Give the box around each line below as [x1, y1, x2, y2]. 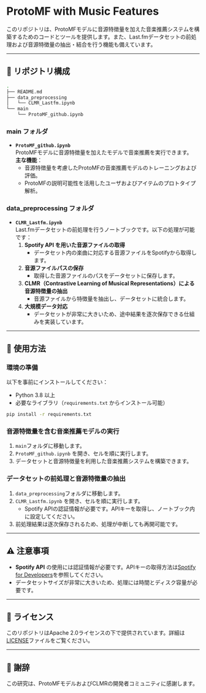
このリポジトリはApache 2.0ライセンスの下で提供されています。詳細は [6, 629, 185, 636]
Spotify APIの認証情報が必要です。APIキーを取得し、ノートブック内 [24, 505, 195, 512]
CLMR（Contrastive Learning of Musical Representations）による [24, 280, 195, 287]
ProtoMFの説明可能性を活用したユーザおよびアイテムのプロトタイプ [24, 179, 196, 187]
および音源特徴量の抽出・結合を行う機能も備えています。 [11, 41, 156, 48]
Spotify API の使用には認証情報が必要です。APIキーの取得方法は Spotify [15, 563, 196, 571]
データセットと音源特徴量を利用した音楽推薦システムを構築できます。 [15, 458, 192, 465]
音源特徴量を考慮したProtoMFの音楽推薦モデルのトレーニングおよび [24, 164, 197, 171]
